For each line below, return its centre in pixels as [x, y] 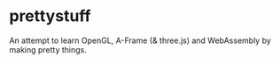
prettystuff [50, 16]
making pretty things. [48, 49]
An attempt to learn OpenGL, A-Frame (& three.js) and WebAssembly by [140, 40]
